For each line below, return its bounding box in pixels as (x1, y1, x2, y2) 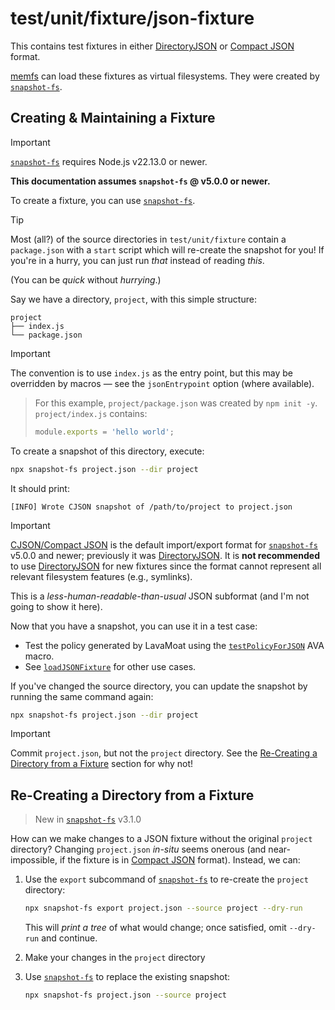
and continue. (41, 932, 98, 944)
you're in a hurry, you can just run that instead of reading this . (10, 254, 265, 266)
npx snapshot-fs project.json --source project (24, 990, 227, 1001)
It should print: (10, 482, 70, 494)
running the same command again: (10, 690, 154, 702)
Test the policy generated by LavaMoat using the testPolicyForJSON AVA (24, 639, 325, 651)
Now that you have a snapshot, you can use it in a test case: (10, 620, 258, 632)
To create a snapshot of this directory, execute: (10, 445, 205, 457)
